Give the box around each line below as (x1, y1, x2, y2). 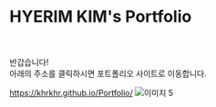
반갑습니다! (9, 56, 49, 67)
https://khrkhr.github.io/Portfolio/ (9, 87, 134, 98)
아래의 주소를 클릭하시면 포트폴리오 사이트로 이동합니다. (9, 68, 207, 79)
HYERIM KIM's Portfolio (9, 6, 192, 27)
